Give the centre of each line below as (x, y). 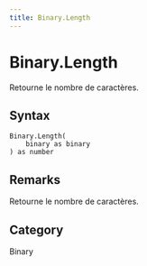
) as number (32, 152)
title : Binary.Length (50, 18)
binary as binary (58, 144)
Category (37, 229)
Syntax (30, 115)
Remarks (35, 180)
